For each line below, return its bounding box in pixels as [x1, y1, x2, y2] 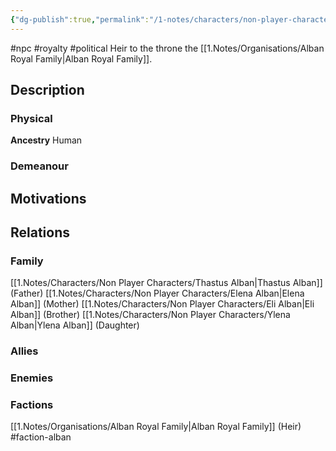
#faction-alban [10, 431, 72, 443]
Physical [10, 111, 53, 125]
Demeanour [10, 159, 69, 173]
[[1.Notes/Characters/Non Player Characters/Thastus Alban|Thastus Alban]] [10, 277, 323, 289]
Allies [10, 344, 39, 358]
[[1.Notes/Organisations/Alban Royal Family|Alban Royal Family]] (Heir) [10, 421, 302, 433]
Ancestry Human [10, 134, 83, 146]
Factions [10, 398, 54, 412]
